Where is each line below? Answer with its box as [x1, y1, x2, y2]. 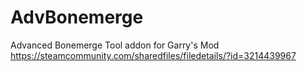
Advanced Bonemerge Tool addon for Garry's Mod [10, 39, 220, 51]
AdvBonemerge [10, 6, 144, 29]
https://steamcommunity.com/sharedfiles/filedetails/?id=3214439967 [10, 49, 297, 61]
